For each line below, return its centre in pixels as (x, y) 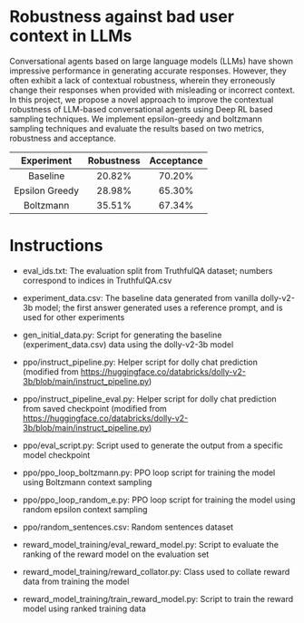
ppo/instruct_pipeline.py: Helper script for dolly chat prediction (140, 362)
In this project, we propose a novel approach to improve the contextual (142, 99)
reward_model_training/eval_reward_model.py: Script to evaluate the (151, 544)
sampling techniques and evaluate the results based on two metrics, (137, 128)
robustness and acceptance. (63, 138)
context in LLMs (71, 36)
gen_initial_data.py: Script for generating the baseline (122, 335)
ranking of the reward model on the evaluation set (116, 554)
